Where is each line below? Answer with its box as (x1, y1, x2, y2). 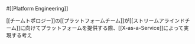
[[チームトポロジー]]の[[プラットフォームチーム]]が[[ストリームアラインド (6, 17, 185, 24)
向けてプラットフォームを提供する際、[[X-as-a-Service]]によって (25, 25, 184, 31)
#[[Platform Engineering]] (6, 5, 69, 12)
